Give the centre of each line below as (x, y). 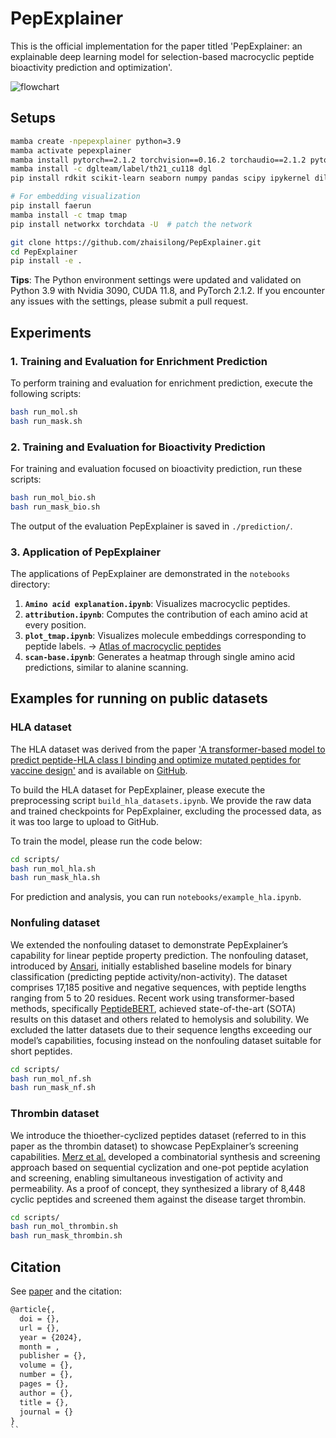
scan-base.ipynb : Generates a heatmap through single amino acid (160, 657)
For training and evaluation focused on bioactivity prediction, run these (156, 468)
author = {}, (46, 1393)
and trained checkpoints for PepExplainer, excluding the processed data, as (166, 811)
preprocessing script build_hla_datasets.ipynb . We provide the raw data (161, 800)
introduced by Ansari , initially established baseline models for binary (151, 966)
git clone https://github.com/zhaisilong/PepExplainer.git (136, 242)
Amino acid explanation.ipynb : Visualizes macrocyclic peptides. (157, 604)
